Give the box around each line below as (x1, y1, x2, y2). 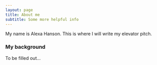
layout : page (5, 7, 33, 13)
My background (5, 44, 46, 51)
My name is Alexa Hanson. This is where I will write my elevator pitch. (5, 31, 152, 37)
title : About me (5, 12, 40, 17)
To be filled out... (5, 55, 41, 61)
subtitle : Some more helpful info (5, 17, 79, 22)
